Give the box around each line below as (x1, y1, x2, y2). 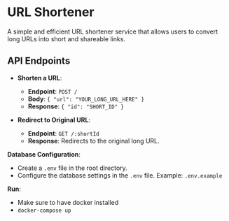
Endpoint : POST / (27, 87, 78, 95)
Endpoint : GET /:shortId (27, 129, 99, 137)
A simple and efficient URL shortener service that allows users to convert (7, 27, 218, 36)
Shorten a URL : (17, 73, 62, 82)
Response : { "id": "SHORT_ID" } (27, 102, 125, 110)
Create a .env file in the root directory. (17, 164, 127, 172)
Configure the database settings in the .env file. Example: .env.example (17, 171, 223, 179)
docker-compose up (17, 207, 71, 214)
